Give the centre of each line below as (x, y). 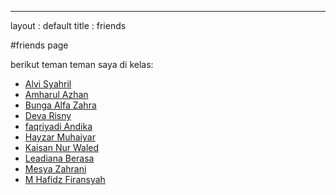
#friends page (39, 45)
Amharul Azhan (56, 94)
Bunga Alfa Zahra (60, 105)
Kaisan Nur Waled (62, 147)
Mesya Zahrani (55, 169)
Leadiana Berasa (59, 158)
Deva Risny (48, 115)
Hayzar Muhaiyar (60, 137)
